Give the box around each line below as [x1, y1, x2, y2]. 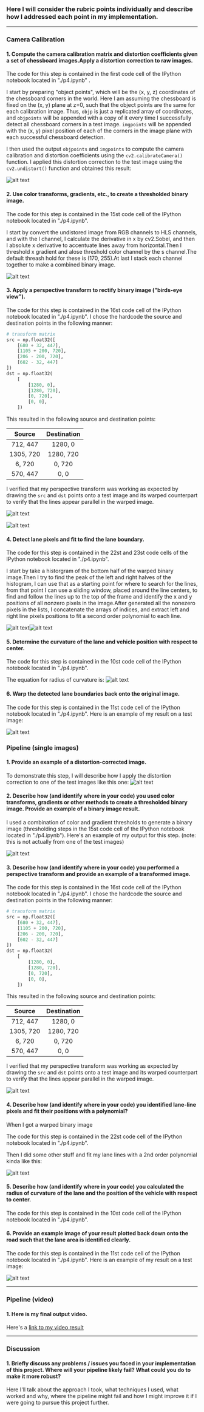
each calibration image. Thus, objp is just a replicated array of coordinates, [6, 108, 194, 115]
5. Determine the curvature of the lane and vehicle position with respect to [6, 638, 198, 645]
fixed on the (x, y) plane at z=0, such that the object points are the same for [6, 101, 195, 109]
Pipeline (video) [6, 1295, 54, 1303]
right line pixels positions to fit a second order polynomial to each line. [6, 613, 182, 620]
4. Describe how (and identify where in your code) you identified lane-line [6, 1101, 196, 1108]
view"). [6, 293, 25, 300]
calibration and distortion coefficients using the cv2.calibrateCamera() [6, 152, 183, 159]
